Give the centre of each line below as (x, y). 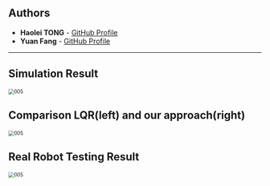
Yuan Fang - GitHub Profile (65, 41)
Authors (29, 13)
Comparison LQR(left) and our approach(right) (127, 115)
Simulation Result (53, 74)
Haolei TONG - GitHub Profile (69, 32)
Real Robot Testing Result (74, 157)
